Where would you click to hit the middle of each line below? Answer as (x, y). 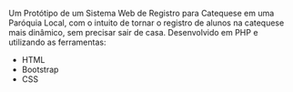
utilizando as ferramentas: (57, 42)
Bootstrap (40, 69)
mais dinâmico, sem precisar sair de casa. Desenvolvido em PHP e (133, 32)
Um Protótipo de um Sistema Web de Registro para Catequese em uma (141, 13)
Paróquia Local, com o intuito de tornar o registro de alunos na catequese (146, 23)
